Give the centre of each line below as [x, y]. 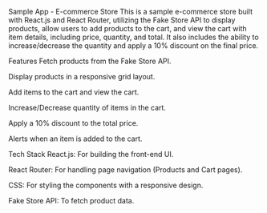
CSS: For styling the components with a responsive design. [106, 185]
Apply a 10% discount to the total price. [73, 123]
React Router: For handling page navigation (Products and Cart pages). [125, 170]
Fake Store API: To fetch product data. [71, 201]
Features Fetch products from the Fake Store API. [90, 61]
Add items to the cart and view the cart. [74, 92]
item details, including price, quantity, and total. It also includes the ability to [133, 37]
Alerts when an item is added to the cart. [75, 139]
